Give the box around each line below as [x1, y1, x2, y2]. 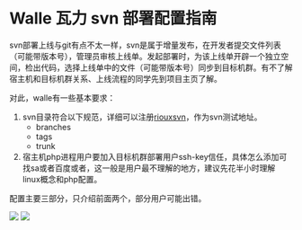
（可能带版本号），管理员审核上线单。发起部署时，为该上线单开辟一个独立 [9, 50, 281, 61]
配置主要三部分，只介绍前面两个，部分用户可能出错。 [9, 192, 207, 203]
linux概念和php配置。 [22, 173, 102, 184]
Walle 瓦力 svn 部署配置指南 [9, 8, 218, 29]
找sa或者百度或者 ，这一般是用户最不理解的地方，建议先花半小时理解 [22, 163, 276, 173]
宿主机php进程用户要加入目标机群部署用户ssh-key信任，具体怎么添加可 [22, 151, 288, 162]
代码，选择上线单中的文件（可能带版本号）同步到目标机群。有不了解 [40, 62, 293, 73]
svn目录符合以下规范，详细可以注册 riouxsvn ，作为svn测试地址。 [22, 111, 262, 122]
